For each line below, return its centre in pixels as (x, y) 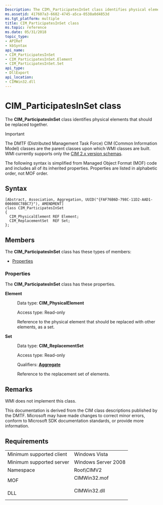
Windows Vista (91, 454)
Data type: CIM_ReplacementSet (50, 346)
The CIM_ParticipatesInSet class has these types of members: (68, 252)
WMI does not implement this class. (41, 401)
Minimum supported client (37, 454)
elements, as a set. (36, 327)
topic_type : (17, 37)
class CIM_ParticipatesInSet (34, 208)
